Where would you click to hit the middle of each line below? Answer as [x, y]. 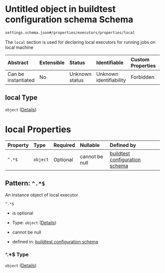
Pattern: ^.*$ [25, 183]
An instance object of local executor [42, 195]
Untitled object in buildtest [60, 9]
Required [64, 145]
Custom [140, 59]
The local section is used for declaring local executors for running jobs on [80, 42]
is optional [23, 213]
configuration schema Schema [69, 19]
